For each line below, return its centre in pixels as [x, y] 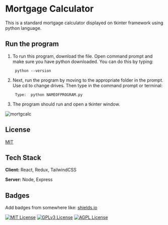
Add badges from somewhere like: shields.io [51, 208]
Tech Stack [23, 158]
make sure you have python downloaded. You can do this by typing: [83, 62]
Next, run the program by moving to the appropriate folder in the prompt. [88, 80]
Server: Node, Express [29, 180]
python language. [23, 28]
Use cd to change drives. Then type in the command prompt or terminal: [88, 85]
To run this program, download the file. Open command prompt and [82, 56]
